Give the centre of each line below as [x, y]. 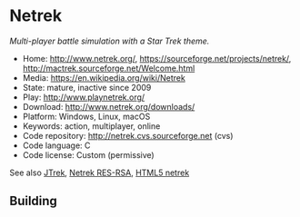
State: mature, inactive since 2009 [87, 87]
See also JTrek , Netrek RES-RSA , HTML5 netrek [100, 173]
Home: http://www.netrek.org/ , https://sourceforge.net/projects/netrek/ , [157, 58]
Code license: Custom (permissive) [88, 154]
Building [33, 201]
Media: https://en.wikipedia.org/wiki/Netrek [104, 77]
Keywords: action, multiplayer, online [91, 126]
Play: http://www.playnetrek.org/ [84, 97]
